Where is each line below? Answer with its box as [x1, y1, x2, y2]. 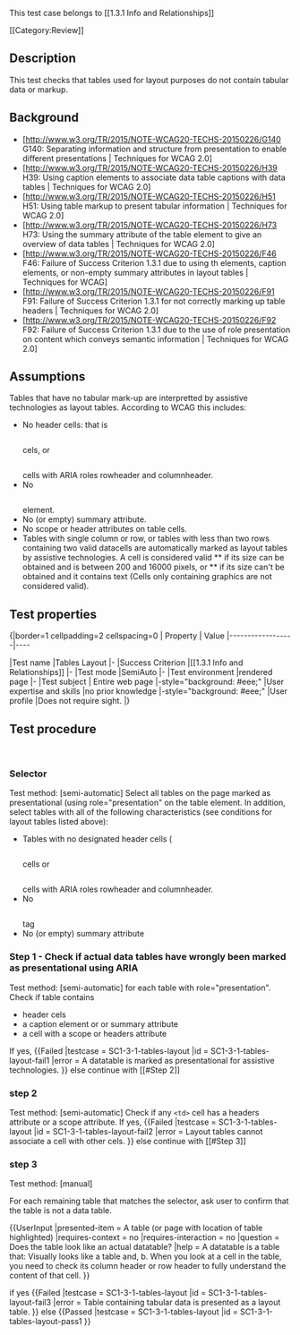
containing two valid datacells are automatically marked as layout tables [21, 543, 288, 553]
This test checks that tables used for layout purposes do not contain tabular [9, 74, 289, 85]
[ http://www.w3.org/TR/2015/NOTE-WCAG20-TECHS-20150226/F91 [21, 286, 275, 296]
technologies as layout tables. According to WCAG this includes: [9, 402, 246, 413]
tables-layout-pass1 [9, 1316, 82, 1327]
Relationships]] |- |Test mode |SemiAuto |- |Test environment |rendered [9, 667, 273, 678]
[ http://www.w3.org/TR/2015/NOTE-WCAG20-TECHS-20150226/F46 [21, 248, 278, 259]
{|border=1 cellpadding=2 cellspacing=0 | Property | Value [9, 630, 226, 641]
